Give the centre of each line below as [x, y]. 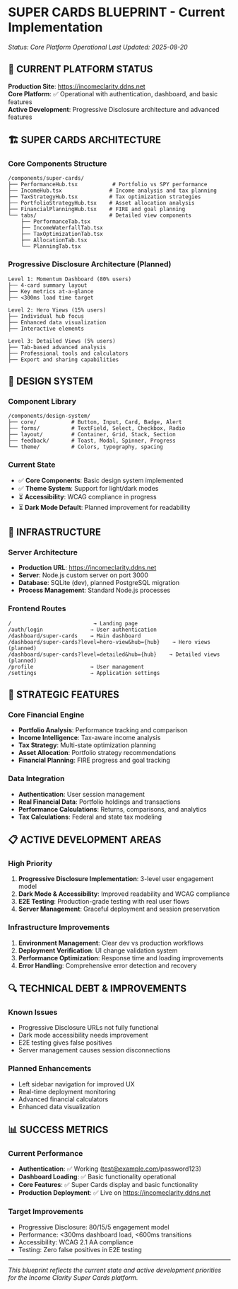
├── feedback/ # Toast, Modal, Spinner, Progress [92, 441]
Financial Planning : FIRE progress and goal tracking [94, 760]
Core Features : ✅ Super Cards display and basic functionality [108, 1185]
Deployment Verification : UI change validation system [98, 950]
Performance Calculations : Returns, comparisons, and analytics [112, 809]
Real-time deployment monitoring [67, 1091]
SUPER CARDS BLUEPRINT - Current [117, 12]
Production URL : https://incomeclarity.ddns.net [87, 568]
